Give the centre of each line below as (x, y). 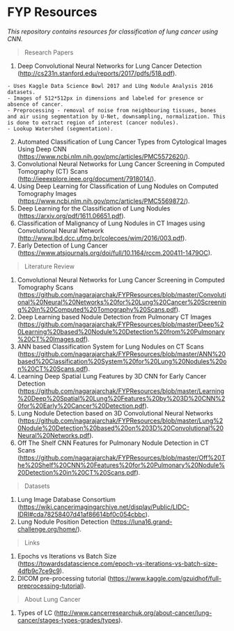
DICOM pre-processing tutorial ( (63, 578)
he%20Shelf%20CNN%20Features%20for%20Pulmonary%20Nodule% (121, 465)
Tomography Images (47, 193)
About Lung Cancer (52, 599)
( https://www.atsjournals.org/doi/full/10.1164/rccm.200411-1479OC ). (115, 252)
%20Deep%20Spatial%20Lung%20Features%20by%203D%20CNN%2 (121, 398)
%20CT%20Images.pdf (51, 339)
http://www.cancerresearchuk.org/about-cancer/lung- (134, 613)
